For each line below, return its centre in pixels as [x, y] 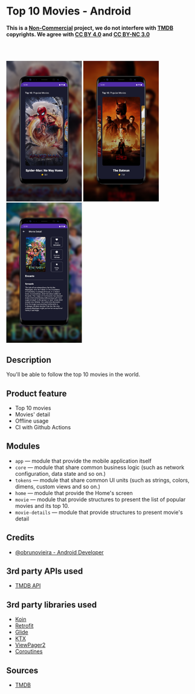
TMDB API [28, 586]
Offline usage [32, 421]
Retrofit [24, 626]
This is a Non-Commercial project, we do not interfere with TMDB [90, 28]
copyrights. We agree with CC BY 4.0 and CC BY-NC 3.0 [78, 34]
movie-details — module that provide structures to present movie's [99, 512]
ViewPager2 [30, 645]
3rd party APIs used [45, 571]
